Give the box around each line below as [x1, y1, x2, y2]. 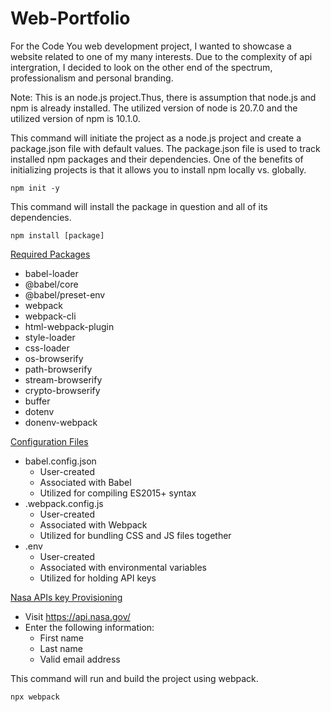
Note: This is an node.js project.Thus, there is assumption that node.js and [10, 91, 317, 103]
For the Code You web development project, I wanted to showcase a [10, 40, 292, 52]
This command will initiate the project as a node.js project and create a [10, 132, 302, 144]
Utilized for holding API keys [39, 572, 157, 584]
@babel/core [24, 278, 79, 290]
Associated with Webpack [39, 518, 148, 531]
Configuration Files [10, 435, 89, 447]
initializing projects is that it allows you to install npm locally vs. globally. [10, 163, 307, 176]
